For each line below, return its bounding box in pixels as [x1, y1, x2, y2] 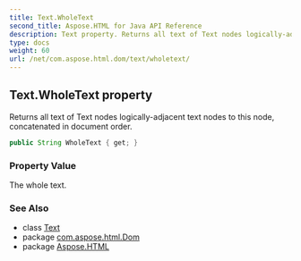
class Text [21, 223, 61, 233]
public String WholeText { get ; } [9, 138, 139, 147]
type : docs [9, 38, 50, 47]
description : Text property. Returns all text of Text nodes [9, 29, 243, 38]
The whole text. [9, 180, 67, 190]
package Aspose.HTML [21, 241, 110, 252]
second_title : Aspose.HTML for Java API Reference [9, 21, 202, 30]
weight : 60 [9, 46, 50, 55]
